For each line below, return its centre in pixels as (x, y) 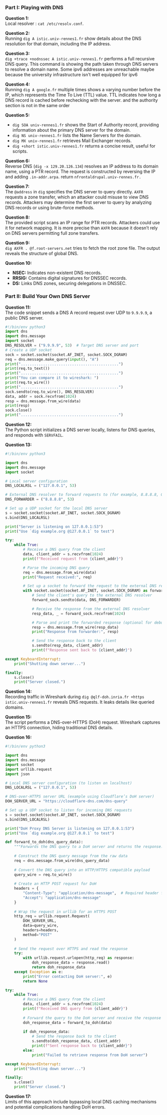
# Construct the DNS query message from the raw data (71, 856)
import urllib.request (29, 769)
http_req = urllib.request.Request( (52, 916)
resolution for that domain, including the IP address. (58, 44)
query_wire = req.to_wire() (43, 875)
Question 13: (19, 445)
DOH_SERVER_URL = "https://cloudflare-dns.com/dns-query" (66, 801)
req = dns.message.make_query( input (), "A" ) (52, 359)
